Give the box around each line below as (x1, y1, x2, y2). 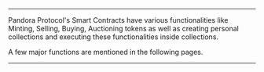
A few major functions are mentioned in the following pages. (8, 48, 203, 56)
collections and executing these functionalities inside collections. (8, 32, 218, 41)
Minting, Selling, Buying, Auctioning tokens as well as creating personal (8, 24, 240, 33)
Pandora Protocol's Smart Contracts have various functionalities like (8, 16, 229, 24)
